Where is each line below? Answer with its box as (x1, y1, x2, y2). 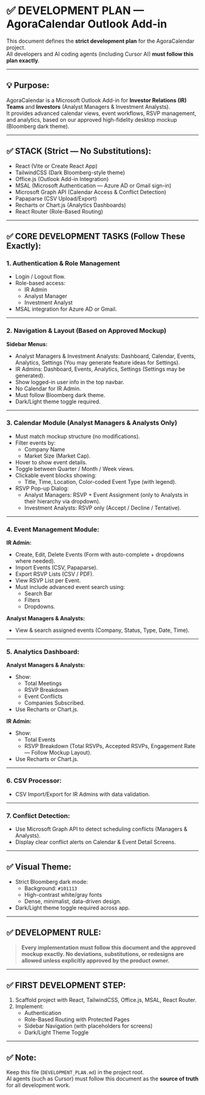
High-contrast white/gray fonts (24, 891, 103, 898)
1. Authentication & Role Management (6, 259, 120, 267)
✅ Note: (6, 1052, 37, 1063)
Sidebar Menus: (6, 340, 48, 347)
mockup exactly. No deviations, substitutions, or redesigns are (21, 950, 184, 957)
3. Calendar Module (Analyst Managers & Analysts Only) (6, 418, 178, 427)
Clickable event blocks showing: (15, 472, 96, 479)
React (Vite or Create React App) (15, 162, 98, 169)
